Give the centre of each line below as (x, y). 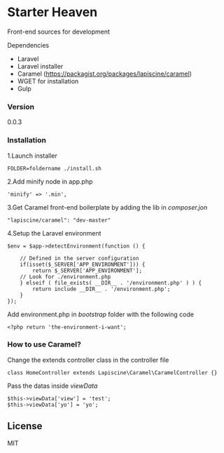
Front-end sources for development (59, 32)
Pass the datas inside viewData (52, 386)
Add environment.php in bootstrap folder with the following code (101, 314)
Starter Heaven (52, 12)
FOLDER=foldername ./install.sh (54, 168)
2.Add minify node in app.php (50, 181)
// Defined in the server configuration (79, 258)
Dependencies (28, 45)
